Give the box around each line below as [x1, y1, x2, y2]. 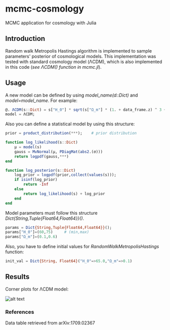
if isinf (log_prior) [14, 177, 58, 182]
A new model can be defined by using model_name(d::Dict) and [5, 92, 138, 98]
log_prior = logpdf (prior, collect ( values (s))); [14, 172, 116, 177]
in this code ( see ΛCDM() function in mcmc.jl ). [5, 64, 102, 70]
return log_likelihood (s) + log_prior [23, 191, 105, 196]
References [5, 308, 34, 315]
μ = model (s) [14, 145, 42, 150]
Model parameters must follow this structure [5, 210, 98, 216]
